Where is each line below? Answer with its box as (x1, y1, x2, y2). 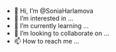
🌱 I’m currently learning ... (13, 22, 89, 30)
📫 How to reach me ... (13, 37, 79, 45)
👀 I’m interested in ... (13, 14, 74, 22)
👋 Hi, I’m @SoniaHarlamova (13, 7, 94, 15)
